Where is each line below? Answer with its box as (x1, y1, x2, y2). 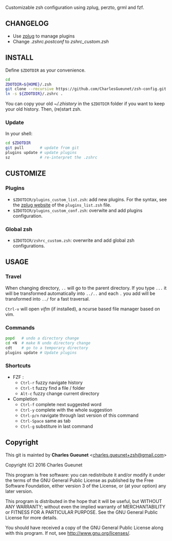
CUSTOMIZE (5, 169, 46, 178)
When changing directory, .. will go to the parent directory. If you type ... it (5, 285, 167, 291)
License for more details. (5, 514, 58, 520)
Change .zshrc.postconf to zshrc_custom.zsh (12, 38, 109, 44)
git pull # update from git (5, 145, 80, 151)
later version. (5, 488, 33, 494)
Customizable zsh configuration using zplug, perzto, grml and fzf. (5, 5, 144, 10)
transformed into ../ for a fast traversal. (5, 295, 90, 302)
